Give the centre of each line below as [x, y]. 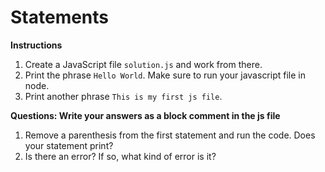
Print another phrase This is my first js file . [123, 96]
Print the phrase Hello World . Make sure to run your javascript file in [165, 75]
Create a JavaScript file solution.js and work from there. [143, 64]
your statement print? [69, 145]
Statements [60, 17]
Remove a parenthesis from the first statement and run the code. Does [170, 135]
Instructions [36, 45]
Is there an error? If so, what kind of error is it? [120, 156]
